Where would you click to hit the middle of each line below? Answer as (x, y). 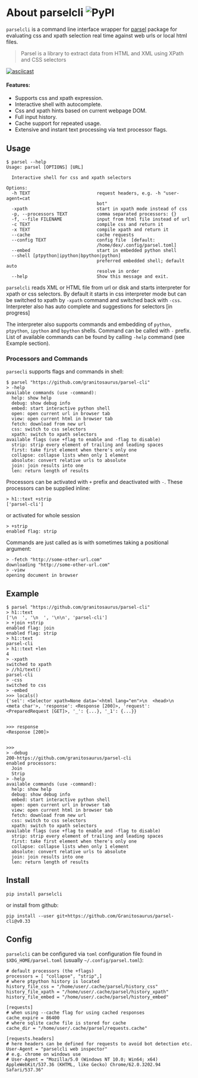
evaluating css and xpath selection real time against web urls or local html (97, 35)
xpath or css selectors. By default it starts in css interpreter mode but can (96, 294)
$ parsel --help (26, 162)
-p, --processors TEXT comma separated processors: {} (94, 214)
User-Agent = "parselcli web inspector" (57, 1049)
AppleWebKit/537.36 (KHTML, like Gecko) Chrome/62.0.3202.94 (84, 1064)
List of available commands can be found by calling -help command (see (95, 337)
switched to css (26, 686)
